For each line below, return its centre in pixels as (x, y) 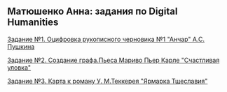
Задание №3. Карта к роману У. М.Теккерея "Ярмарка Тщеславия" (108, 81)
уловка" (19, 67)
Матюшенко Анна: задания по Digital (92, 11)
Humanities (33, 23)
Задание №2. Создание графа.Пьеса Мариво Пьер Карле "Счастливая (113, 60)
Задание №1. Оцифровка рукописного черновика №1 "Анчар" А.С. (106, 39)
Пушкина (21, 46)
